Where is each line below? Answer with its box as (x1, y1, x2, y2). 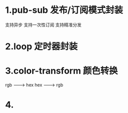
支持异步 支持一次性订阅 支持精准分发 (5, 22, 82, 28)
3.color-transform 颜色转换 (5, 65, 118, 76)
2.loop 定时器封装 (5, 41, 78, 52)
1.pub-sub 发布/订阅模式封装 (5, 4, 123, 16)
